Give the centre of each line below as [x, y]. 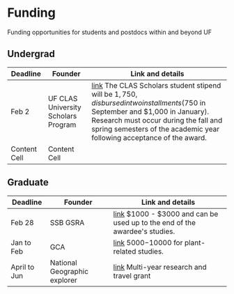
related [125, 251]
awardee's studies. [144, 231]
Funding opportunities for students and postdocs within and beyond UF [110, 32]
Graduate [28, 183]
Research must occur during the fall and [157, 120]
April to [23, 267]
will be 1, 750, [115, 94]
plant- [195, 242]
